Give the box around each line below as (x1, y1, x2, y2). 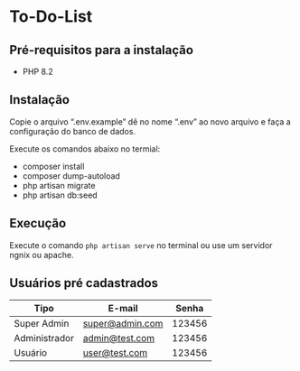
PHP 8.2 (22, 66, 53, 77)
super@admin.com (82, 318, 164, 330)
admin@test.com (82, 332, 155, 345)
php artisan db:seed (22, 190, 98, 200)
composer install (22, 161, 85, 172)
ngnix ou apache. (9, 249, 74, 260)
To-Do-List (9, 6, 93, 27)
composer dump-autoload (22, 170, 120, 181)
